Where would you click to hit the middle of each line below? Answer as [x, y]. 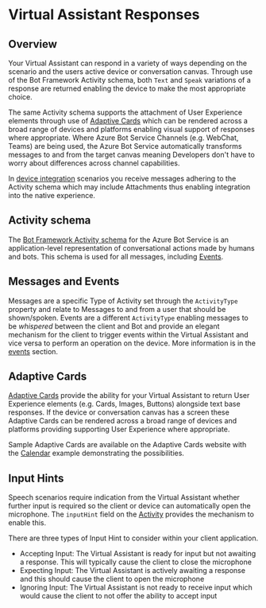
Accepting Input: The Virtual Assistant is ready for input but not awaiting [138, 554]
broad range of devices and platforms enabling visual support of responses [132, 129]
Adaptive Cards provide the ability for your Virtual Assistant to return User [129, 396]
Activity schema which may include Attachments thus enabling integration [129, 187]
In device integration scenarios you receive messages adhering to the [122, 178]
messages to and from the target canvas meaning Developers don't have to [132, 154]
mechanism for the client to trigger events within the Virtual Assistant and [128, 334]
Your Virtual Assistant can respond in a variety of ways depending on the [128, 63]
